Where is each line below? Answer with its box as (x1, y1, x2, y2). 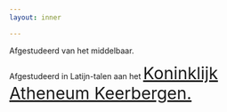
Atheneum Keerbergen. (9, 82, 192, 103)
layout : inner (9, 12, 62, 22)
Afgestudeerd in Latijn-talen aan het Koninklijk (9, 62, 218, 84)
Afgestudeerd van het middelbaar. (9, 45, 134, 56)
